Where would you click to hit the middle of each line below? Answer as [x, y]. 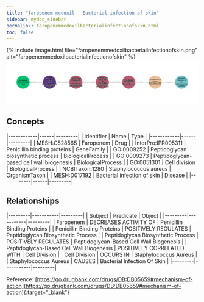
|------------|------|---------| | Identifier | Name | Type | [77, 136]
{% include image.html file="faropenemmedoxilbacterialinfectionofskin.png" [102, 50]
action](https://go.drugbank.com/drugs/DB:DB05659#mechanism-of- [94, 286]
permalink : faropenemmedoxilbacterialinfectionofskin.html [83, 26]
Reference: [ [22, 279]
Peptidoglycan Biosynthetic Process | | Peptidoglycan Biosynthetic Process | [102, 235]
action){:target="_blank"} [38, 292]
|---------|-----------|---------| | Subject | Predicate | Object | [84, 215]
